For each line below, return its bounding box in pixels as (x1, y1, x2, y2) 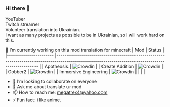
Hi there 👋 (5, 5, 30, 12)
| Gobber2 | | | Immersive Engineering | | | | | (5, 69, 145, 75)
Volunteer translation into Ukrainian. (5, 27, 80, 33)
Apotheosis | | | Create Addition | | (45, 63, 163, 70)
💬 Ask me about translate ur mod (12, 84, 82, 90)
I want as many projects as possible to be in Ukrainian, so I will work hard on (5, 32, 165, 38)
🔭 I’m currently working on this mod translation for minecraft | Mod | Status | (5, 47, 164, 54)
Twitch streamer (5, 21, 40, 27)
